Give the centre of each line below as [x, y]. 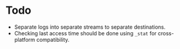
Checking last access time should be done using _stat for [85, 33]
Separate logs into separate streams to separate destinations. [90, 27]
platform [24, 39]
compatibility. [53, 39]
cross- [166, 33]
